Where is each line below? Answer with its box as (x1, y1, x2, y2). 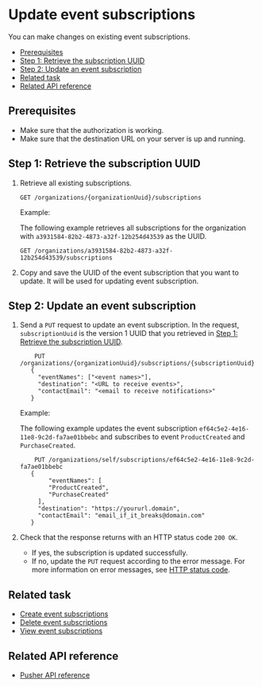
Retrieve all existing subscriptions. (19, 178, 133, 188)
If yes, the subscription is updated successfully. (31, 548, 188, 558)
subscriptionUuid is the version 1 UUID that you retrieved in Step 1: (19, 329, 238, 338)
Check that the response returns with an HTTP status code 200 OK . (19, 533, 238, 542)
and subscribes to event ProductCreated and (100, 432, 245, 442)
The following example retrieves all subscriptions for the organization (19, 223, 246, 232)
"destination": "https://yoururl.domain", (37, 505, 180, 513)
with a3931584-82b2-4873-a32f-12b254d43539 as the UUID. (19, 231, 207, 240)
